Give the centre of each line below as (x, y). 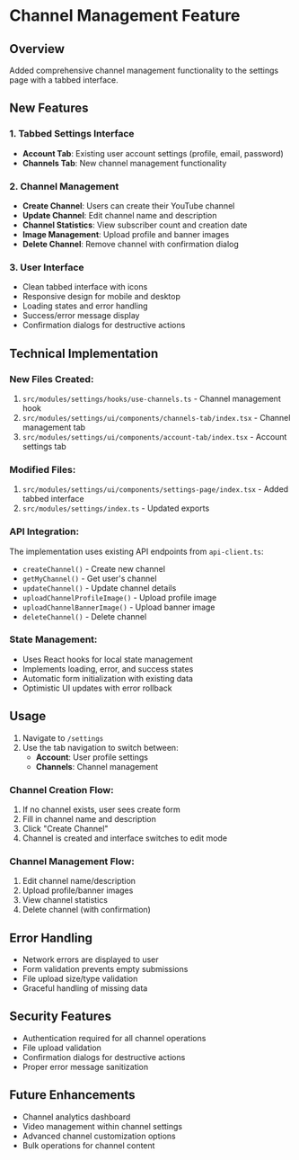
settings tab (44, 446)
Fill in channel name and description (89, 818)
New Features (49, 108)
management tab (54, 427)
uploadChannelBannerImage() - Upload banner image (119, 607)
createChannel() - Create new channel (94, 568)
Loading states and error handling (85, 306)
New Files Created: (52, 379)
